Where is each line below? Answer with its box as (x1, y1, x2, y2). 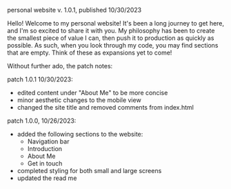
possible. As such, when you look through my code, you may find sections (7, 41, 219, 49)
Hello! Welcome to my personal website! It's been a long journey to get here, (7, 19, 225, 27)
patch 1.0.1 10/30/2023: (7, 75, 74, 83)
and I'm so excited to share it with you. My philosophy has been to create (7, 27, 215, 34)
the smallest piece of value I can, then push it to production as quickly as (7, 34, 214, 42)
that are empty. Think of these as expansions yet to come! (7, 48, 172, 57)
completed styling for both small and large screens (17, 167, 162, 175)
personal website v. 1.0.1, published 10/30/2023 (7, 6, 142, 14)
